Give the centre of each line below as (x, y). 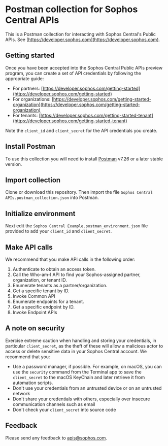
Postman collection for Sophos (72, 9)
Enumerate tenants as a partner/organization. (60, 285)
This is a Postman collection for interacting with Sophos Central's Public (81, 34)
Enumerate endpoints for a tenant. (48, 301)
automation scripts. (33, 383)
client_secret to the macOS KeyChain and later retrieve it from (79, 377)
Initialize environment (40, 213)
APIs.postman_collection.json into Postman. (52, 198)
